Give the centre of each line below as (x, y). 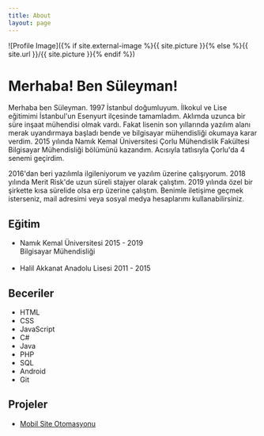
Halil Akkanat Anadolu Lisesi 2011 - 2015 (85, 268)
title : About (30, 15)
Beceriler (31, 293)
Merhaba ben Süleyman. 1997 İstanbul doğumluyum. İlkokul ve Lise (118, 108)
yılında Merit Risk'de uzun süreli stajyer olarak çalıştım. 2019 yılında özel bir (130, 182)
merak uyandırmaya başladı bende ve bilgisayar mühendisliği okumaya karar (133, 133)
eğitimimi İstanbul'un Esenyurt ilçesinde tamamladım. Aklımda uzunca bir (127, 117)
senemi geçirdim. (36, 159)
